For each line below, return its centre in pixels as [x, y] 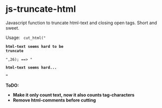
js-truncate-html [41, 9]
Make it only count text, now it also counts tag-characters [74, 95]
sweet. [12, 28]
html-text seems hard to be [35, 46]
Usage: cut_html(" [26, 37]
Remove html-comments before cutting [54, 100]
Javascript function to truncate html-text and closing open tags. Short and [81, 23]
